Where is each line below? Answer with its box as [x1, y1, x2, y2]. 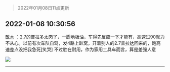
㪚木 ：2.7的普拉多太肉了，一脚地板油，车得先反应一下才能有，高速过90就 [5, 34, 160, 40]
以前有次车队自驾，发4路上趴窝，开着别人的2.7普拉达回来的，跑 [22, 40, 157, 46]
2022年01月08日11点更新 [17, 5, 69, 11]
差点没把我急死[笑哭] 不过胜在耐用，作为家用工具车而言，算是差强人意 [9, 46, 156, 52]
